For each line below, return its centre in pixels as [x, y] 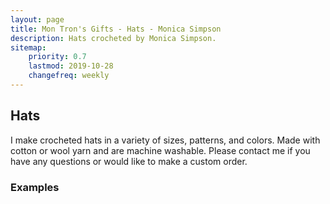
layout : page [37, 19]
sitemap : [28, 47]
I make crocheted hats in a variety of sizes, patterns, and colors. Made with [165, 140]
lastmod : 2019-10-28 [71, 66]
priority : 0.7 [57, 57]
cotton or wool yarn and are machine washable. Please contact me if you [160, 150]
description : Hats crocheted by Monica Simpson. [113, 38]
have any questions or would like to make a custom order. [129, 161]
